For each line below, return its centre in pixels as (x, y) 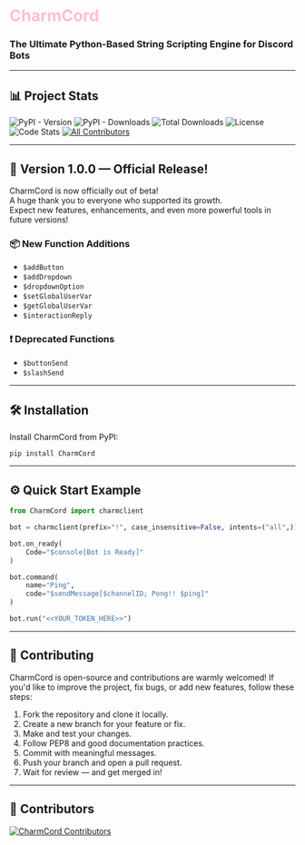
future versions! (39, 220)
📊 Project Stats (54, 96)
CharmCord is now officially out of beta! (84, 191)
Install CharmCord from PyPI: (64, 437)
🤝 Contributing (52, 656)
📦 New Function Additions (69, 244)
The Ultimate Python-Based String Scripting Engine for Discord (151, 44)
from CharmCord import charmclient (77, 511)
